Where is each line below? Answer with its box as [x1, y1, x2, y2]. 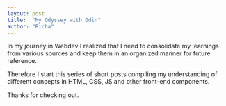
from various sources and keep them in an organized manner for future [7, 49, 211, 58]
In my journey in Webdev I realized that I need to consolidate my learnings [7, 42, 219, 51]
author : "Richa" [7, 23, 54, 30]
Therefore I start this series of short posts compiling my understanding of [7, 70, 218, 78]
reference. [7, 57, 37, 65]
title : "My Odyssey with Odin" [7, 17, 101, 24]
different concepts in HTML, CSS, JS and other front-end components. [7, 78, 210, 86]
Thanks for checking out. [7, 91, 79, 99]
